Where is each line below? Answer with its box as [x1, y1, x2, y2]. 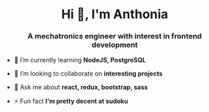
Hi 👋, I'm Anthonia [61, 6, 169, 22]
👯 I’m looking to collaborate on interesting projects [13, 69, 163, 78]
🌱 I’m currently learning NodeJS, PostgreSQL [13, 56, 146, 64]
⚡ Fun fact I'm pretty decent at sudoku [13, 97, 129, 106]
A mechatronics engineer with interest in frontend [27, 31, 202, 41]
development [91, 40, 139, 50]
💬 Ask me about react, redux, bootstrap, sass [13, 83, 148, 92]
